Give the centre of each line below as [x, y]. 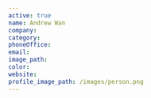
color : [19, 67]
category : [25, 38]
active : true [30, 15]
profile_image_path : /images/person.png [76, 81]
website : [23, 74]
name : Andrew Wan [37, 23]
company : [23, 30]
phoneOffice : [30, 45]
